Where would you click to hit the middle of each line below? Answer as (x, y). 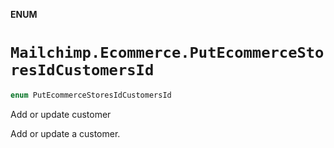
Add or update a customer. (65, 133)
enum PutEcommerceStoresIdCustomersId (91, 95)
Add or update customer (61, 114)
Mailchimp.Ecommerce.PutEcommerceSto (167, 53)
